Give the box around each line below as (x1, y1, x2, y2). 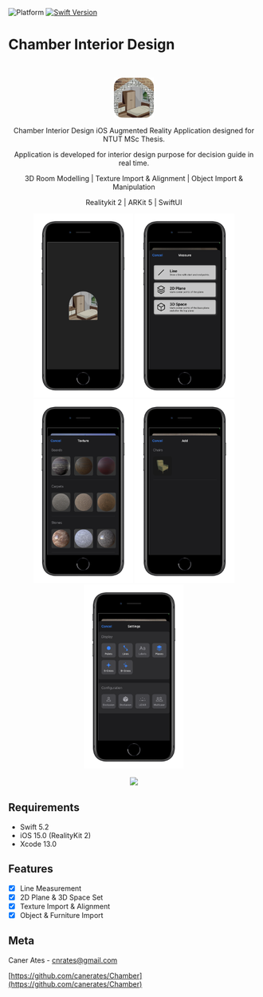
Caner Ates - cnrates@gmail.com (8, 955, 118, 965)
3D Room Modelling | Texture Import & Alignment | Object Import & (25, 173, 243, 183)
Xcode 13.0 (19, 839, 57, 849)
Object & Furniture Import (19, 910, 104, 920)
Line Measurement (19, 883, 82, 893)
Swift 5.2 (19, 822, 49, 832)
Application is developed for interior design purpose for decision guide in (14, 149, 254, 159)
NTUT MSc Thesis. (102, 134, 166, 144)
